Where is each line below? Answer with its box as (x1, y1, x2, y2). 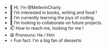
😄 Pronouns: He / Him (9, 32, 55, 38)
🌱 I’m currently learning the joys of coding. (9, 15, 95, 20)
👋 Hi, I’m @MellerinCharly (9, 5, 61, 10)
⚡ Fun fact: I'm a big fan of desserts (9, 37, 82, 43)
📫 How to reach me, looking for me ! (9, 25, 84, 31)
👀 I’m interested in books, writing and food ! (9, 10, 97, 15)
